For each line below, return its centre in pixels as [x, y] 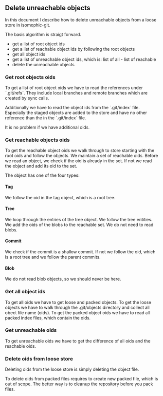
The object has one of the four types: [42, 175]
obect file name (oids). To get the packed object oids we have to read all [77, 312]
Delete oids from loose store [39, 358]
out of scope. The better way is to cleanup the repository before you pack [79, 384]
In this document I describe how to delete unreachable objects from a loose [81, 19]
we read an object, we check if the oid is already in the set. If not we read [79, 161]
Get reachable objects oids [37, 140]
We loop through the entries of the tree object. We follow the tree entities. [79, 219]
